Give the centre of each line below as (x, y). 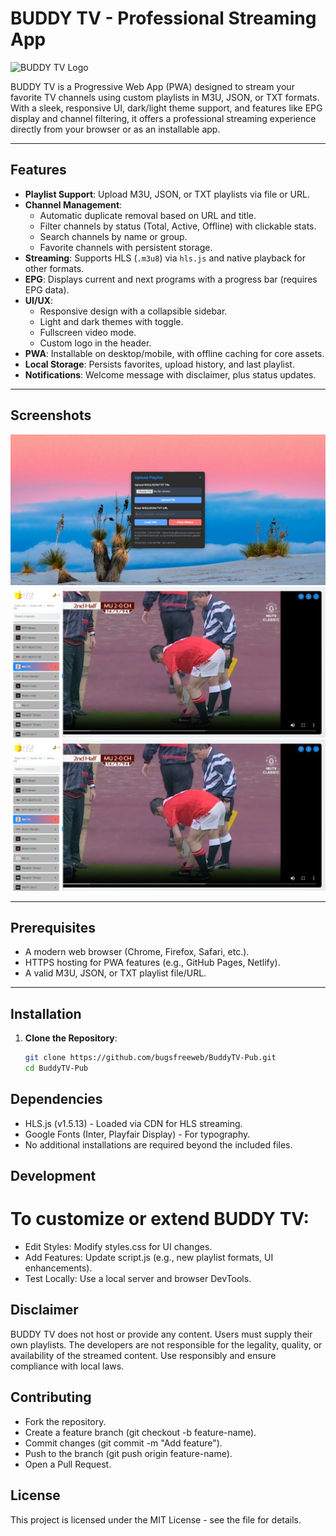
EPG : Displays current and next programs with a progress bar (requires (171, 279)
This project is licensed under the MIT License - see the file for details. (156, 1519)
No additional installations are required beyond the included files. (158, 1144)
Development (53, 1176)
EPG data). (47, 289)
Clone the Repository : (71, 1038)
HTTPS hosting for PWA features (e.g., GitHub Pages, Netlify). (152, 963)
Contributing (51, 1397)
